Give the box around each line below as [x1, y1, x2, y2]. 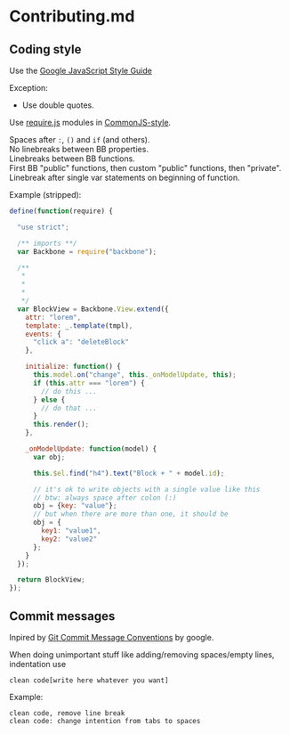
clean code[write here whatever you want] [9, 675, 169, 685]
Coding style [9, 42, 82, 57]
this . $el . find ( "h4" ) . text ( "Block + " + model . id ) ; [32, 469, 225, 477]
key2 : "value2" [41, 534, 98, 543]
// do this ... [41, 387, 98, 396]
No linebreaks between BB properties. [9, 144, 149, 154]
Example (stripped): [9, 190, 82, 200]
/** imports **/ [17, 239, 77, 248]
